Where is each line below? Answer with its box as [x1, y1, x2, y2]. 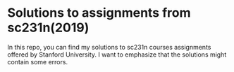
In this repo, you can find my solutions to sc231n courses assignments [7, 43, 211, 51]
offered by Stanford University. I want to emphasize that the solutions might [7, 50, 227, 59]
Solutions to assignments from [7, 5, 192, 21]
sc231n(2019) [7, 20, 90, 36]
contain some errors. [7, 57, 68, 66]
